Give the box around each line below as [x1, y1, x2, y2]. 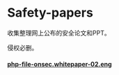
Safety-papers [7, 5, 94, 21]
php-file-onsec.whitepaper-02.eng [7, 60, 113, 68]
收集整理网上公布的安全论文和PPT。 [7, 28, 111, 37]
